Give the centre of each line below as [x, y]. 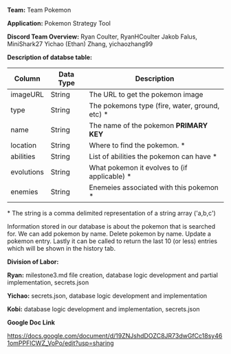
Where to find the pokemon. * [137, 145]
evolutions [27, 172]
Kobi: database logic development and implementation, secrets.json [104, 309]
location [23, 145]
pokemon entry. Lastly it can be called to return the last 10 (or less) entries [112, 241]
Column [27, 79]
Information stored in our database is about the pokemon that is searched [111, 226]
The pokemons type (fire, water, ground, [154, 106]
